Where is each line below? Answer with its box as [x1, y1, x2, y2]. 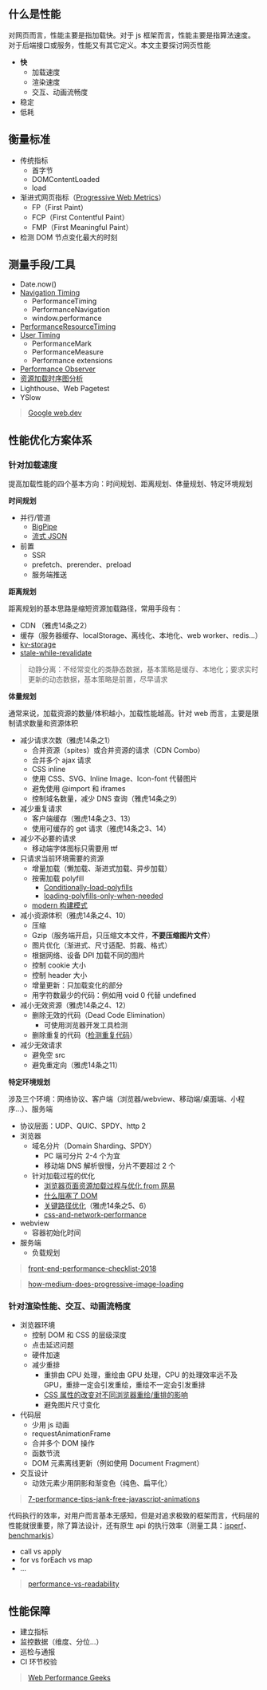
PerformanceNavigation [31, 305, 110, 315]
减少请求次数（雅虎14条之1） [19, 735, 115, 745]
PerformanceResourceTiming [19, 322, 116, 331]
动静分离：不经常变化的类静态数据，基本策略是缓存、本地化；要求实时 [27, 665, 259, 675]
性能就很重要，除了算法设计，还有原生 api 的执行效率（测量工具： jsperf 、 [8, 1521, 251, 1530]
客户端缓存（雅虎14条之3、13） [31, 813, 135, 824]
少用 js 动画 [31, 1420, 70, 1430]
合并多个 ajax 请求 [31, 755, 92, 765]
